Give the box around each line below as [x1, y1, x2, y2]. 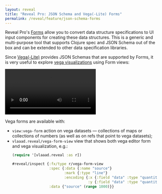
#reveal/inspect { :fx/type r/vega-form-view [12, 162, 103, 166]
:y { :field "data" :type [88, 179, 138, 184]
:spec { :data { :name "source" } [49, 166, 112, 171]
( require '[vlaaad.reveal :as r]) [12, 153, 82, 158]
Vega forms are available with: [5, 118, 65, 124]
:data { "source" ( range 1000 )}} [49, 184, 115, 189]
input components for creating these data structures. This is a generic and [5, 34, 153, 40]
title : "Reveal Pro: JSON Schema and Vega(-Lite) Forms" [5, 12, 122, 16]
